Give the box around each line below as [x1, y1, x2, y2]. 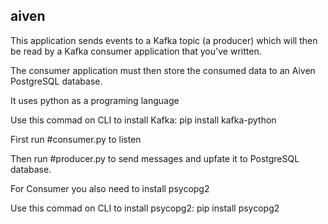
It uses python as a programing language [10, 94, 180, 106]
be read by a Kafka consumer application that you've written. [10, 45, 262, 57]
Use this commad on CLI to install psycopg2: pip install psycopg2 [10, 202, 280, 214]
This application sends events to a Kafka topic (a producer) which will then [10, 34, 318, 46]
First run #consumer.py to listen [10, 133, 142, 145]
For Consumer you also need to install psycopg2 [10, 182, 210, 194]
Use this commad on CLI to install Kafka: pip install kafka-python [10, 114, 277, 126]
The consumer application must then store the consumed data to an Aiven [10, 64, 316, 76]
